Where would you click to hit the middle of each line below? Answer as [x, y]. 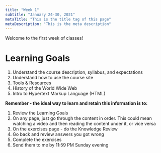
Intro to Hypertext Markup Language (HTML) [59, 94]
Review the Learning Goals [40, 113]
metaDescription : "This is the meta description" [58, 24]
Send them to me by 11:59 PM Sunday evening [60, 145]
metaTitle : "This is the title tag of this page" [58, 19]
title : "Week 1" [22, 10]
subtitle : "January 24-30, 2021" [40, 15]
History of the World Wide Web [45, 88]
